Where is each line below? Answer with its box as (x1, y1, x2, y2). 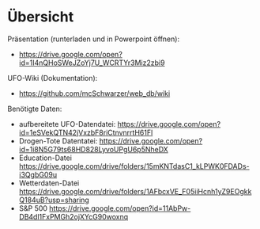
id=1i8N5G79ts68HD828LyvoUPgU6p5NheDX (18, 144, 169, 154)
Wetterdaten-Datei (18, 178, 80, 188)
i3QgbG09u (18, 170, 57, 179)
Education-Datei (18, 153, 73, 162)
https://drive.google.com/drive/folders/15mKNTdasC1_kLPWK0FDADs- (18, 161, 250, 170)
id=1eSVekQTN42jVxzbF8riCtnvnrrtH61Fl (18, 128, 153, 137)
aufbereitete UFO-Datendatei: (18, 119, 116, 128)
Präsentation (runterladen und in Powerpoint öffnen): (7, 34, 179, 44)
